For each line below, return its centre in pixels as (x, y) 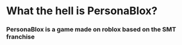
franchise (20, 37)
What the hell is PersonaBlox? (82, 11)
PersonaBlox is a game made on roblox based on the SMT (91, 30)
